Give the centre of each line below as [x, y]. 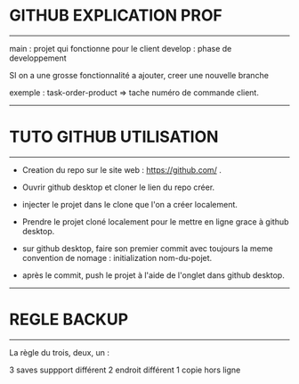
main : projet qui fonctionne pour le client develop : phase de [121, 48]
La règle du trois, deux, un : [59, 352]
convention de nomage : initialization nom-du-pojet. [117, 257]
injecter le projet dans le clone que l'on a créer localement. [130, 204]
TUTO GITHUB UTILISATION [114, 137]
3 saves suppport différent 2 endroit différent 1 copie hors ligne [125, 370]
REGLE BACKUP [69, 319]
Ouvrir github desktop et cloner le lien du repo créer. [118, 187]
